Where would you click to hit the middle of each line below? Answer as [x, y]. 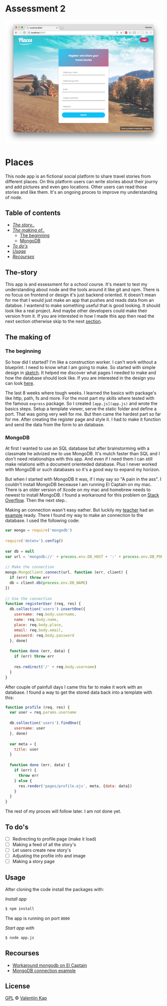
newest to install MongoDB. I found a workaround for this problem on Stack [82, 495]
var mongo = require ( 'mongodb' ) [39, 530]
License [18, 986]
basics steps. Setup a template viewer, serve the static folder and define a [81, 408]
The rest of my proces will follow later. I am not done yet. [63, 811]
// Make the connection [30, 567]
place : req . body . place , [39, 625]
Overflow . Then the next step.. [36, 501]
